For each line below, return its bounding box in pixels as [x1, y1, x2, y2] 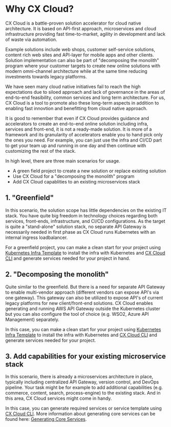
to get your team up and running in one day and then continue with [5, 142, 146, 149]
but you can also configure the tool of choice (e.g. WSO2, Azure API [5, 311, 149, 317]
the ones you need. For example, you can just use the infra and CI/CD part [5, 137, 162, 143]
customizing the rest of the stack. [5, 148, 76, 154]
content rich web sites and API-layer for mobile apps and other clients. [5, 52, 155, 58]
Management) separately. [5, 316, 60, 322]
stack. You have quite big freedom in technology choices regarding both [5, 212, 158, 218]
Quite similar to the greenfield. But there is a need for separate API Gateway [5, 283, 165, 290]
